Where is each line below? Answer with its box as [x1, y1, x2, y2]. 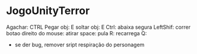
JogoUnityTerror [6, 4, 90, 18]
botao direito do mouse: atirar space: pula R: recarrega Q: [6, 29, 147, 36]
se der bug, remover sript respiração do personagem [14, 41, 145, 48]
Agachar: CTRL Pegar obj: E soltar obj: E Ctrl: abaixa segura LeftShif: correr [6, 23, 191, 31]
